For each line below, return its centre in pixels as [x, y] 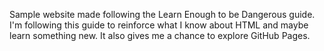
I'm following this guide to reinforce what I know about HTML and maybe [159, 25]
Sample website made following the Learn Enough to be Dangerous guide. [162, 14]
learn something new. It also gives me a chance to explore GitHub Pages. [160, 35]
